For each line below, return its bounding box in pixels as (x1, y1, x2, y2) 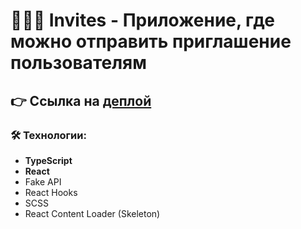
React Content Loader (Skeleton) (24, 207, 161, 219)
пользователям (10, 52, 147, 74)
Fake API (24, 175, 62, 188)
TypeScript (24, 154, 73, 166)
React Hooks (24, 186, 78, 198)
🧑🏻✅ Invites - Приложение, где (10, 9, 275, 32)
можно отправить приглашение (10, 30, 292, 53)
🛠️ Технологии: (10, 128, 87, 142)
